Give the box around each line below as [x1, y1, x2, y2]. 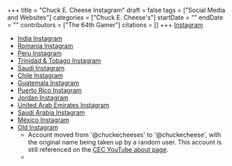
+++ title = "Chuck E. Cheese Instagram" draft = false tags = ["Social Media [7, 6, 226, 14]
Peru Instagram [17, 49, 62, 57]
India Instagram [17, 34, 63, 43]
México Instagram [17, 116, 70, 124]
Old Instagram [17, 123, 59, 131]
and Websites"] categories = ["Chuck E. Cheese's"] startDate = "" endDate [7, 13, 224, 22]
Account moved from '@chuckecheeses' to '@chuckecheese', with [27, 130, 222, 139]
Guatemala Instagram [17, 79, 80, 86]
